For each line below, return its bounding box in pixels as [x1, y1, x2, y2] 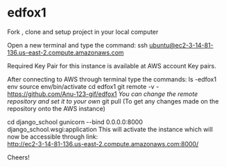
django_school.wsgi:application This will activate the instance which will [7, 125, 214, 133]
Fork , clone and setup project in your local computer [7, 28, 159, 36]
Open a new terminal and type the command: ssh [7, 41, 148, 49]
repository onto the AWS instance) [7, 104, 106, 112]
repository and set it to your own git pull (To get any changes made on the [7, 97, 219, 105]
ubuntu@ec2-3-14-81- [148, 41, 214, 49]
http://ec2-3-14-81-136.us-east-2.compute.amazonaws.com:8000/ [7, 139, 199, 148]
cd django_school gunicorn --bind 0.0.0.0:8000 [7, 117, 144, 126]
